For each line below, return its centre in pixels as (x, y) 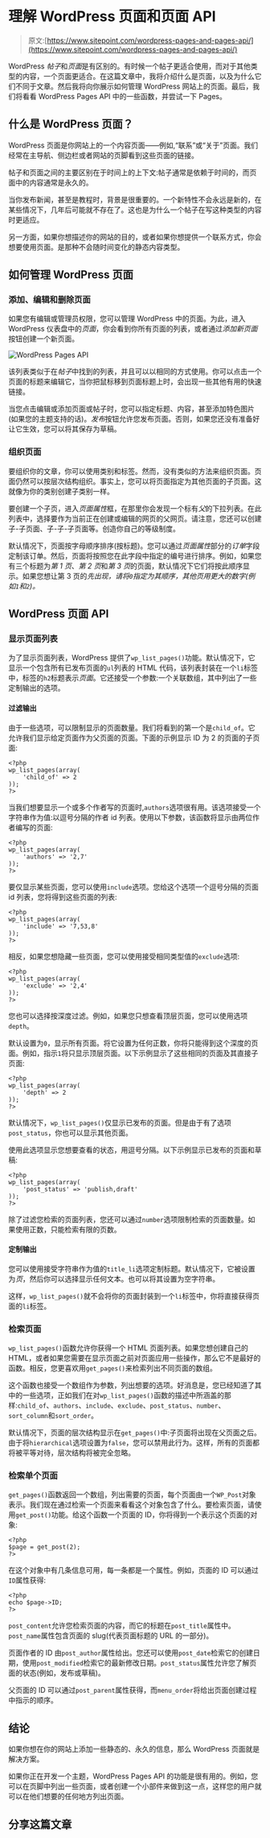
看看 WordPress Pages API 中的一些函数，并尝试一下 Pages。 (124, 96)
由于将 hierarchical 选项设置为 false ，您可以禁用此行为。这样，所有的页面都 (134, 1443)
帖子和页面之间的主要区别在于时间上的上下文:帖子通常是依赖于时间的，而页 (133, 172)
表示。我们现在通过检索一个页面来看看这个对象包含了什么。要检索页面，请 (131, 1505)
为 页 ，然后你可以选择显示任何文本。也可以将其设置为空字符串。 (114, 1279)
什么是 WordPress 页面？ (71, 125)
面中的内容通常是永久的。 (51, 182)
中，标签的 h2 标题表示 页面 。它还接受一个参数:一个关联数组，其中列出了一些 (133, 678)
